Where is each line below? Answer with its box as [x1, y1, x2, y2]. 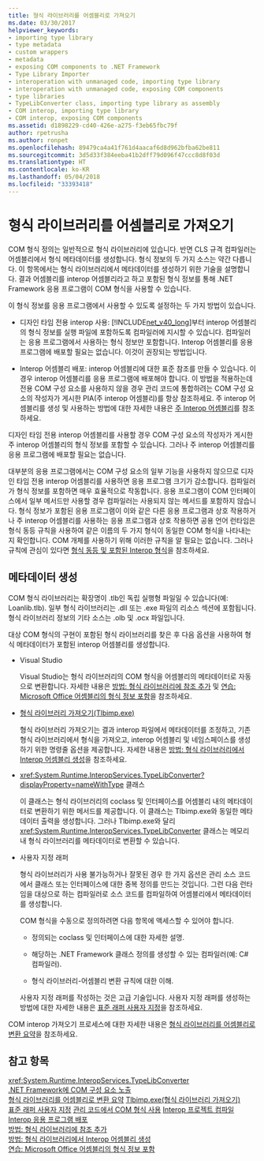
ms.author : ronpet [8, 136, 69, 144]
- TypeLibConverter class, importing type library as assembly [8, 99, 221, 107]
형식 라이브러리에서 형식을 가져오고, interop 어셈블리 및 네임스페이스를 [19, 735, 236, 744]
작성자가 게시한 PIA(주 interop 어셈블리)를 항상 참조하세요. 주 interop [34, 393, 247, 403]
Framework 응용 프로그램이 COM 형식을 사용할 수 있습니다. [8, 283, 191, 293]
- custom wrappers [8, 48, 69, 56]
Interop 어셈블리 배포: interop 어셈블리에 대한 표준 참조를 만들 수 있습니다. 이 [19, 364, 256, 373]
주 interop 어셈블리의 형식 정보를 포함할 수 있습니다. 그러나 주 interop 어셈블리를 [8, 440, 255, 449]
